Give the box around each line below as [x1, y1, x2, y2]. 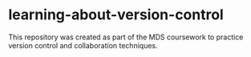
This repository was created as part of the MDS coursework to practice [8, 32, 244, 42]
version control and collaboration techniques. [8, 40, 158, 50]
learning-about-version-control [8, 6, 225, 24]
